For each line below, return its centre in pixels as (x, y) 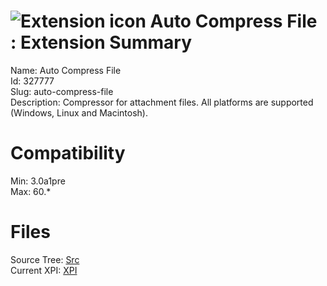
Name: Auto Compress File (66, 70)
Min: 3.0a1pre (38, 181)
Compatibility (68, 153)
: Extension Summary (101, 42)
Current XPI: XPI (44, 270)
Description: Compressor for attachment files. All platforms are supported (162, 102)
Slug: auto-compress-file (62, 91)
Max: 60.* (31, 191)
